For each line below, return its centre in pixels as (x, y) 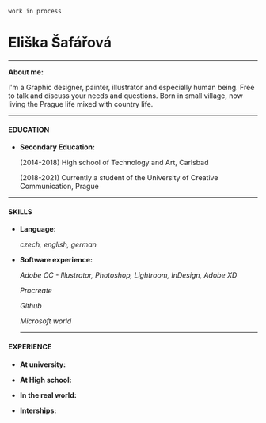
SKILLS (21, 211)
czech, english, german (58, 244)
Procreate (36, 291)
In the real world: (48, 395)
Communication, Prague (59, 187)
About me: (26, 72)
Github (30, 306)
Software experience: (56, 260)
